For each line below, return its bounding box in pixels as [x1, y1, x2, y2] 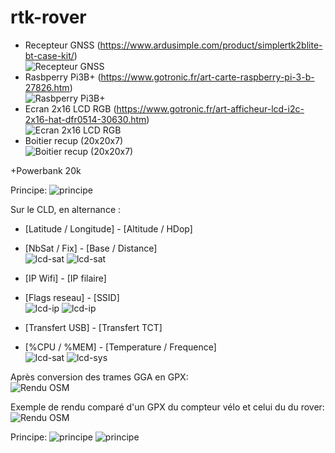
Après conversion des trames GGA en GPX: [10, 371, 189, 383]
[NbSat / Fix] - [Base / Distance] [24, 242, 158, 254]
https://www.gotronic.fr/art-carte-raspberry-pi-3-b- [100, 71, 315, 83]
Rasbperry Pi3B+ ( [24, 71, 102, 83]
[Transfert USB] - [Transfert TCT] [24, 321, 163, 333]
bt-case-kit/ [24, 49, 75, 61]
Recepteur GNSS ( [24, 39, 101, 51]
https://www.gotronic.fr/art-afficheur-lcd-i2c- [116, 102, 305, 115]
